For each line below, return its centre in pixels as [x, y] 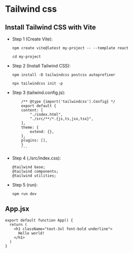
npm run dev [24, 194]
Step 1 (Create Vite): [32, 39]
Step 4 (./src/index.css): [36, 158]
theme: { [30, 127]
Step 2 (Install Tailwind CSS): [41, 66]
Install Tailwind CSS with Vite [51, 27]
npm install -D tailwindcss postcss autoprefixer [64, 75]
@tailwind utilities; [34, 176]
